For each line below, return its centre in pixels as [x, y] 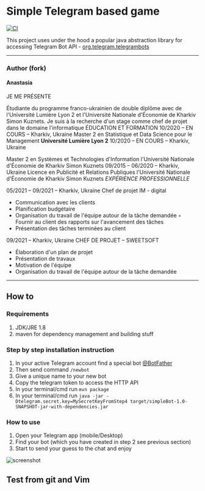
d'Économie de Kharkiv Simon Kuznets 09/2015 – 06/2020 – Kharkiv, [93, 166]
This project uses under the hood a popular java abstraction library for [95, 40]
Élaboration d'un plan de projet [54, 252]
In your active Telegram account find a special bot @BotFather [94, 363]
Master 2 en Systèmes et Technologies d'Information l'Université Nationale [100, 159]
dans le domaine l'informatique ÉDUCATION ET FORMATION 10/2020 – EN [100, 128]
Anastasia [20, 83]
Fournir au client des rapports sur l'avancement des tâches [89, 222]
